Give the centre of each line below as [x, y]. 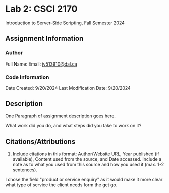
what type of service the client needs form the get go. [61, 185]
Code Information [27, 77]
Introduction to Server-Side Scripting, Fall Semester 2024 [65, 23]
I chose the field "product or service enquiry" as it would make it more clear [84, 179]
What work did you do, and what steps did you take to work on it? [73, 125]
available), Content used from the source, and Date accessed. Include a [87, 159]
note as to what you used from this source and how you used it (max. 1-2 [88, 164]
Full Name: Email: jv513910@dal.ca [41, 64]
